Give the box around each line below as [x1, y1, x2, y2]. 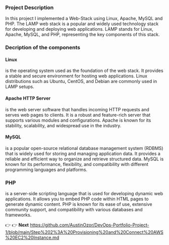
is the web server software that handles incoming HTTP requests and [5, 106, 150, 112]
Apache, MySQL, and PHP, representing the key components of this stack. [5, 32, 160, 38]
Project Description [5, 4, 54, 11]
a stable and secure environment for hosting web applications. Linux [5, 73, 148, 79]
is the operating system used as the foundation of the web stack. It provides [5, 67, 163, 74]
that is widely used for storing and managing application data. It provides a [5, 150, 160, 156]
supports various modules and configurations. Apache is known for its [5, 117, 151, 123]
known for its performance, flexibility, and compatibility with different [5, 161, 149, 167]
